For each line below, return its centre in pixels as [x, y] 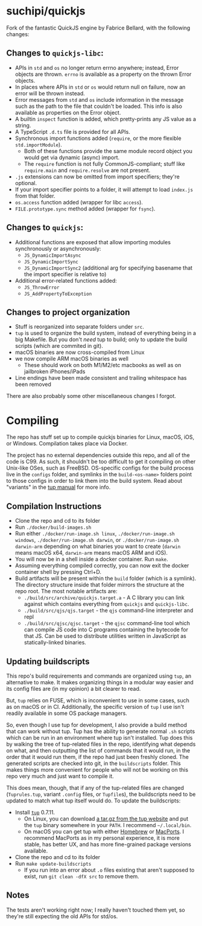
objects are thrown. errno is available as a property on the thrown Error [103, 74]
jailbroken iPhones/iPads [55, 371]
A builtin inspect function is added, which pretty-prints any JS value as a [106, 119]
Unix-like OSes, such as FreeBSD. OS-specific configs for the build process [100, 468]
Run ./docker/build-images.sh [53, 527]
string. [23, 125]
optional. [26, 183]
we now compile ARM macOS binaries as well [71, 359]
